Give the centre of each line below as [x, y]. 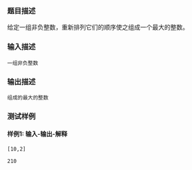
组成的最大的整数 [28, 97]
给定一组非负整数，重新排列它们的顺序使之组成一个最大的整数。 [98, 27]
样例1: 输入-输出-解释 [37, 134]
